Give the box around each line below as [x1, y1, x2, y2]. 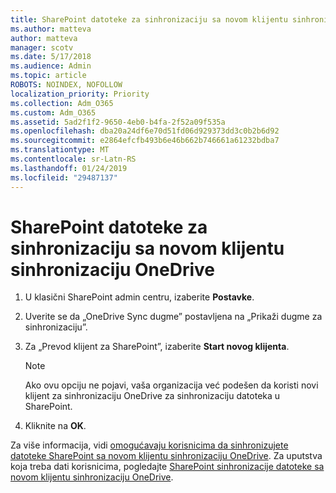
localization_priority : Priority [10, 89, 150, 99]
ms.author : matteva [10, 24, 92, 34]
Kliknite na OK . [24, 420, 87, 432]
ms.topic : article [10, 71, 87, 81]
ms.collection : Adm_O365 [10, 98, 114, 108]
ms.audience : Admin [10, 61, 92, 71]
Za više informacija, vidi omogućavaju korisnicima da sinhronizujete [10, 439, 289, 451]
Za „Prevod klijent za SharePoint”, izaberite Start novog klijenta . [24, 341, 290, 353]
